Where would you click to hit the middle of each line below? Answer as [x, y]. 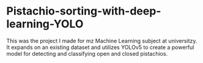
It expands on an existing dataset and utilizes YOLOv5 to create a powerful [100, 47]
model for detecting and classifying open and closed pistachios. [87, 53]
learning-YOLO [45, 24]
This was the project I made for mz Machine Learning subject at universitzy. [102, 41]
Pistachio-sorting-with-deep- [84, 11]
